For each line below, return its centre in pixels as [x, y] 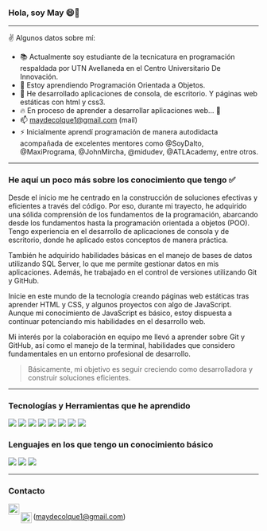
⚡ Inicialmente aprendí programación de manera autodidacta [119, 132]
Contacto [27, 491]
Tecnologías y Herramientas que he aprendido [99, 405]
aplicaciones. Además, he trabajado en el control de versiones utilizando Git [133, 272]
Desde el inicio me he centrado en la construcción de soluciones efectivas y [133, 197]
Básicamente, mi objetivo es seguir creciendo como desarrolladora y [140, 369]
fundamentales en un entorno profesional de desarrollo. [99, 353]
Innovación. [39, 77]
